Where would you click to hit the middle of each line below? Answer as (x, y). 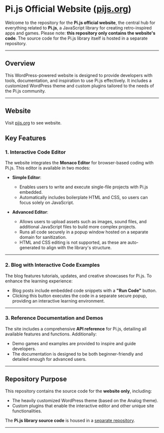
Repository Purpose (36, 379)
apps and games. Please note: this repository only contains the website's (80, 33)
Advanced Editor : (30, 212)
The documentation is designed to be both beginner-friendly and (77, 354)
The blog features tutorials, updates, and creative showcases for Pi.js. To (79, 276)
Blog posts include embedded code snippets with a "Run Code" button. (84, 290)
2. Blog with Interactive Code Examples (52, 265)
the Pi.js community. (26, 91)
